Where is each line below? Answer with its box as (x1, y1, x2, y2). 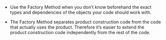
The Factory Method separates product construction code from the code (10, 19, 161, 25)
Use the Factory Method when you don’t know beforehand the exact (10, 4, 152, 10)
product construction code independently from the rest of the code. (10, 30, 151, 35)
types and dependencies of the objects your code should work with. (10, 9, 152, 15)
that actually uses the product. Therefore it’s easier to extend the (10, 24, 144, 30)
